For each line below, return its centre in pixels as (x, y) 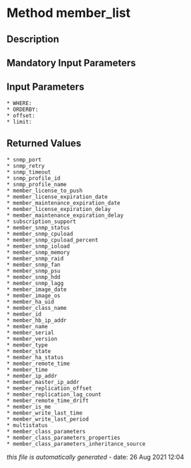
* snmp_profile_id (33, 178)
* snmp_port (24, 160)
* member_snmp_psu (33, 271)
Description (33, 39)
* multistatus (27, 425)
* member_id (24, 314)
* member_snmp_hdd (33, 277)
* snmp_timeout (29, 172)
